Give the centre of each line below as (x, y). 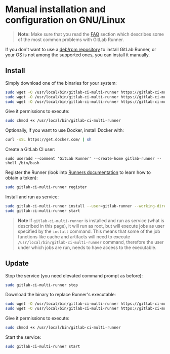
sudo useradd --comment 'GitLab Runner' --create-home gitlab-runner (80, 159)
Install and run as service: (32, 197)
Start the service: (23, 337)
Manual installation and (55, 9)
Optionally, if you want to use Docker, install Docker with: (65, 130)
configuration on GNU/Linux (65, 20)
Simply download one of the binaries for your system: (61, 83)
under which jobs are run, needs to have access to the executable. (87, 247)
